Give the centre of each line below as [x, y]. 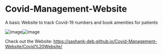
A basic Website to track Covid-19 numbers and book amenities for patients [81, 22]
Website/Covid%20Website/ [34, 46]
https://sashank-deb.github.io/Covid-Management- [105, 41]
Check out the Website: [29, 41]
